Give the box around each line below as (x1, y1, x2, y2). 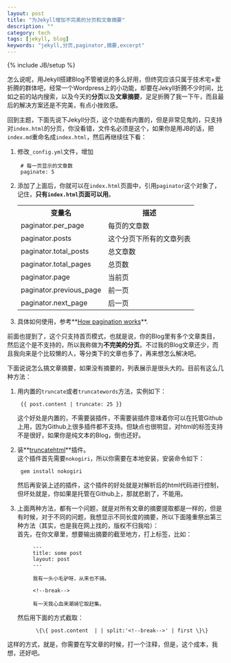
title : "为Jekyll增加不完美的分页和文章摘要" (7, 17, 125, 23)
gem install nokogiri (20, 468, 82, 475)
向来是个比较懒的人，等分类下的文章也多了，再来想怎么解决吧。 (19, 349, 200, 357)
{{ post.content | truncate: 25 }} (20, 401, 122, 408)
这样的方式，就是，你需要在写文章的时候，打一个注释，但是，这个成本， (7, 640, 212, 648)
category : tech (7, 29, 51, 36)
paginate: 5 (20, 169, 55, 176)
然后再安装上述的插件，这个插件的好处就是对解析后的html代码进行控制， (16, 481, 223, 489)
